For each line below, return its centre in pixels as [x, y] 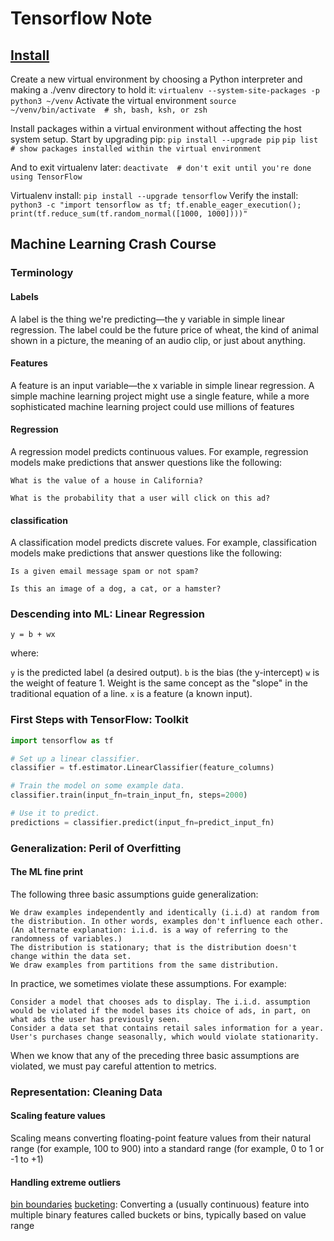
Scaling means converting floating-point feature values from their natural [161, 1138]
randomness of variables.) [66, 938]
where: [25, 653]
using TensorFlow [46, 177]
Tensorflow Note [81, 18]
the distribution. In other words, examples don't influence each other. [167, 921]
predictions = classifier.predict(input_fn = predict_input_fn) [142, 822]
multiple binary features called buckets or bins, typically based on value [158, 1215]
